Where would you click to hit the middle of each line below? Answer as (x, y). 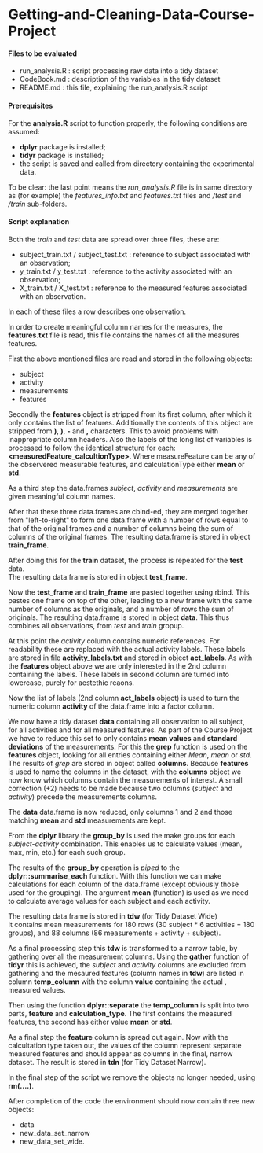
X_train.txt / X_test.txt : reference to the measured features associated (133, 288)
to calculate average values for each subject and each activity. (109, 901)
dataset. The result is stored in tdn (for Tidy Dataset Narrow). (107, 1062)
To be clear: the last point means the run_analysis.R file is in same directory (130, 187)
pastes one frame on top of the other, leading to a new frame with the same (130, 600)
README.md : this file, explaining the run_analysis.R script (113, 87)
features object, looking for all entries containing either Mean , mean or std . (130, 755)
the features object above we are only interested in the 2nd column (117, 665)
